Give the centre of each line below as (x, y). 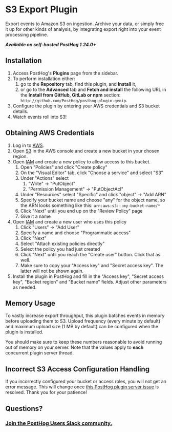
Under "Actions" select (45, 178)
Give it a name (36, 216)
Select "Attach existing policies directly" (62, 243)
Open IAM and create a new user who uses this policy (70, 221)
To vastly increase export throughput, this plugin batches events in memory (85, 316)
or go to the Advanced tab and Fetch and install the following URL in (93, 89)
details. (20, 111)
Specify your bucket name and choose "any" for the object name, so (93, 200)
